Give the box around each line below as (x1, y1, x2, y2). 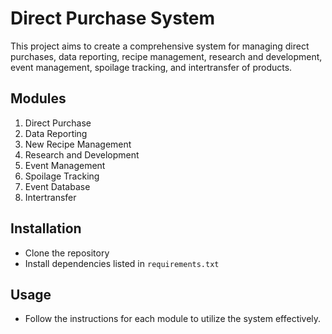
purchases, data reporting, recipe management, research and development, (10, 50, 323, 62)
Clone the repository (24, 247, 110, 259)
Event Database (24, 180, 91, 192)
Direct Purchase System (10, 7, 216, 30)
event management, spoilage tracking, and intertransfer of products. (10, 61, 293, 73)
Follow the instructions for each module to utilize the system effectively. (24, 313, 322, 325)
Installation (10, 220, 82, 237)
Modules (10, 90, 67, 107)
